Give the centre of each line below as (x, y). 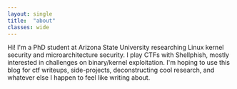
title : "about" (31, 21)
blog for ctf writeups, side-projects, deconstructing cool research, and (111, 70)
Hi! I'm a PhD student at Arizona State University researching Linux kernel (116, 48)
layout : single (30, 14)
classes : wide (29, 27)
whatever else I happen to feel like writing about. (79, 78)
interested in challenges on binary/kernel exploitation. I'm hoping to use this (119, 63)
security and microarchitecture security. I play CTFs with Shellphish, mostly (118, 55)
